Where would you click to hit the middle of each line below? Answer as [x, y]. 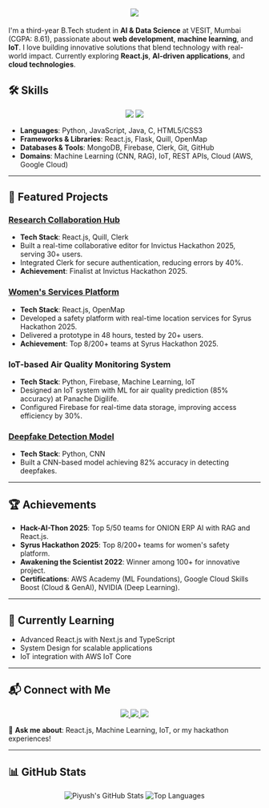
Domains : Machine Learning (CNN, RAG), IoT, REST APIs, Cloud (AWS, [137, 155]
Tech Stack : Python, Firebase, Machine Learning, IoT [108, 382]
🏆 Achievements [52, 504]
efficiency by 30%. [51, 416]
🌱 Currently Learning [61, 620]
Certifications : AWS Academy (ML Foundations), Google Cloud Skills [134, 579]
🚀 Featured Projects [58, 197]
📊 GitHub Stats [47, 772]
